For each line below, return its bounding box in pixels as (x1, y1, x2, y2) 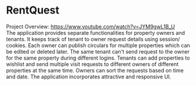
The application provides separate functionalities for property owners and (6, 29, 185, 36)
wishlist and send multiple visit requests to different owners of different (6, 60, 179, 68)
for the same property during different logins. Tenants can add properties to (6, 54, 190, 61)
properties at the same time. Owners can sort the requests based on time (6, 67, 184, 74)
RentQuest (6, 4, 60, 17)
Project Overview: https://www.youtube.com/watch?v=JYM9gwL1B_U (6, 23, 175, 30)
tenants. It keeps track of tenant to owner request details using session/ (6, 35, 181, 42)
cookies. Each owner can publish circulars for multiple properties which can (6, 42, 190, 49)
